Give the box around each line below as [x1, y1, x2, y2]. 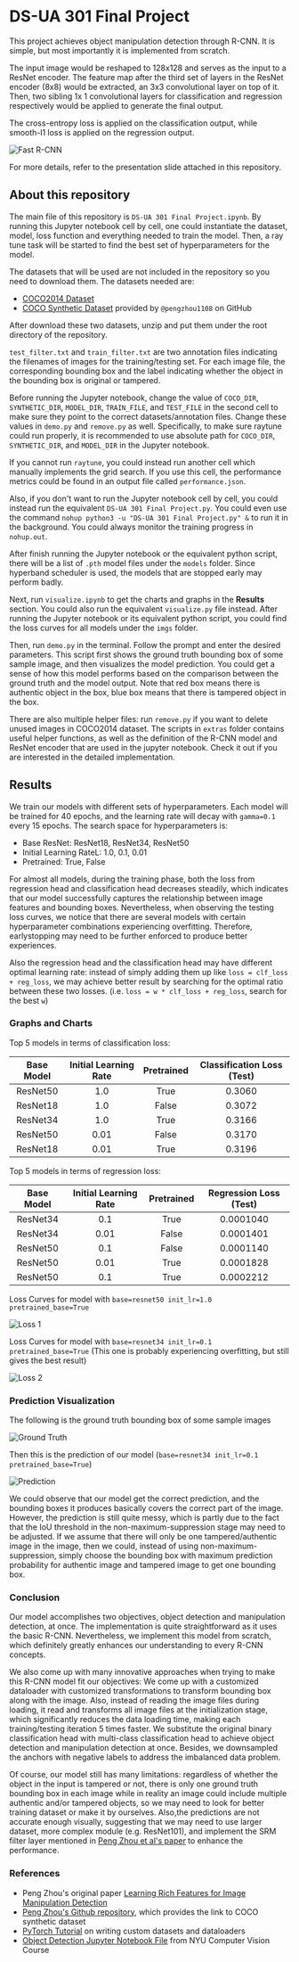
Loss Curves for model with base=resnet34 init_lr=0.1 [9, 1335, 212, 1347]
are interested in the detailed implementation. [9, 751, 175, 762]
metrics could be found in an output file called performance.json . [9, 475, 246, 487]
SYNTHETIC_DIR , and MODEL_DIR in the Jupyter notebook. [9, 439, 210, 450]
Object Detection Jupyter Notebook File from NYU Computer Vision [21, 1934, 270, 1945]
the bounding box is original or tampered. [9, 374, 161, 385]
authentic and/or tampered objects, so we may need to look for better [9, 1798, 265, 1809]
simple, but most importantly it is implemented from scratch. [9, 45, 230, 55]
